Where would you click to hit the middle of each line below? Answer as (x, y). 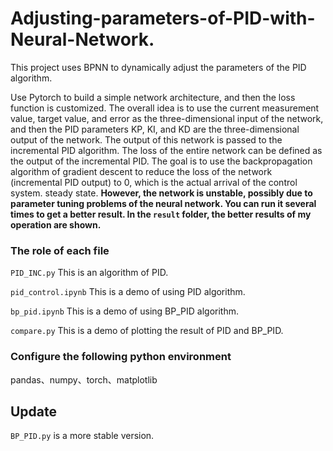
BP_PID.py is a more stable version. (82, 436)
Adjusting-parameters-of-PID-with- (163, 18)
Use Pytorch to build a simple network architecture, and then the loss (153, 97)
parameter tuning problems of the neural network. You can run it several (163, 203)
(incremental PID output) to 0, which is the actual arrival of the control (154, 182)
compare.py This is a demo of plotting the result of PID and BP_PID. (147, 331)
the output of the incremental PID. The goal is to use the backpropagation (161, 161)
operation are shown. (56, 224)
